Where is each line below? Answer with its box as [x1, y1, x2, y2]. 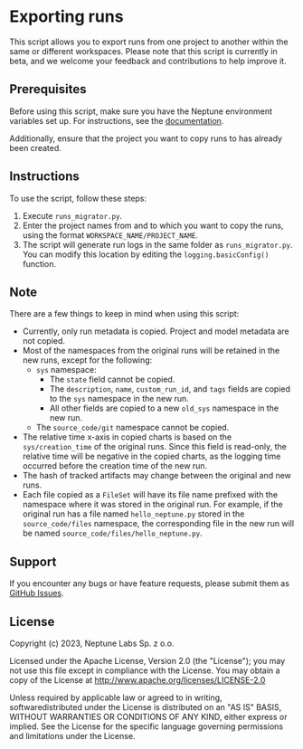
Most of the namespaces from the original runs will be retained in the [22, 346, 280, 356]
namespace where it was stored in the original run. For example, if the [22, 499, 283, 510]
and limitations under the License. [9, 731, 136, 741]
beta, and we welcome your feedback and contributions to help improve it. [9, 55, 287, 66]
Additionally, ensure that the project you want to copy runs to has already [9, 133, 283, 144]
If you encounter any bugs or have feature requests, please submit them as [9, 578, 289, 589]
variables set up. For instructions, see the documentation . [9, 115, 224, 126]
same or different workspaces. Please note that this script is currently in [9, 45, 278, 56]
